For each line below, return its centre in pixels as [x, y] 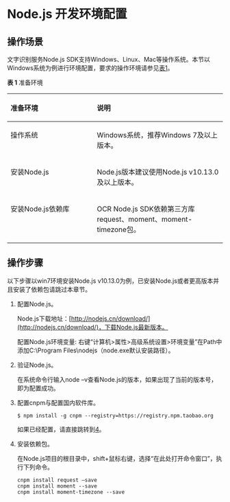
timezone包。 [118, 229]
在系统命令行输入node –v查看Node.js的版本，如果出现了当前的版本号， [117, 379]
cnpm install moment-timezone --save [71, 492]
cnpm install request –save [57, 480]
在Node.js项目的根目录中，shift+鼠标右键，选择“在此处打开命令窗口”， [116, 458]
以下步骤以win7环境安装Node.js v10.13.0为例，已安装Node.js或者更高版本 [110, 281]
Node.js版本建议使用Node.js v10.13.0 [158, 172]
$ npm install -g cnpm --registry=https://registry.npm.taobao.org [115, 415]
